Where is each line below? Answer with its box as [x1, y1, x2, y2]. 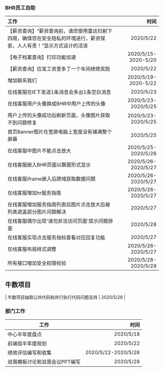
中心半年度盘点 [7, 331, 42, 338]
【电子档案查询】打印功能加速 [7, 54, 77, 61]
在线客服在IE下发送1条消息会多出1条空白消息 [7, 89, 111, 96]
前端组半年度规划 [7, 340, 47, 347]
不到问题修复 [7, 119, 38, 126]
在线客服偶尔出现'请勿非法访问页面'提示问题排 [7, 218, 113, 224]
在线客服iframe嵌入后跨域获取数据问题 [7, 175, 96, 182]
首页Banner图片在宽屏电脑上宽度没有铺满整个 [7, 129, 112, 135]
